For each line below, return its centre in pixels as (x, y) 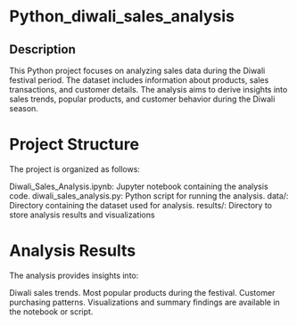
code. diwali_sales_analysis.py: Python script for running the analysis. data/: (149, 196)
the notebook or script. (51, 311)
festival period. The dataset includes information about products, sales (139, 80)
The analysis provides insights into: (74, 275)
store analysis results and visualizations (82, 215)
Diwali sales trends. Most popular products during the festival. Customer (142, 292)
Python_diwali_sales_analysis (122, 16)
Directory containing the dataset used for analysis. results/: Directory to (140, 205)
